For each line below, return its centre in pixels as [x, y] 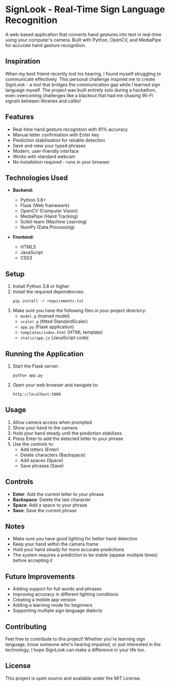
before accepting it [33, 560]
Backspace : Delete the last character [52, 499]
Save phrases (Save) [42, 466]
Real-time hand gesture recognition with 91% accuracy [70, 129]
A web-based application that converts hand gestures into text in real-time [83, 34]
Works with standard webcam [44, 156]
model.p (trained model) [45, 316]
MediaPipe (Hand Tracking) [49, 216]
